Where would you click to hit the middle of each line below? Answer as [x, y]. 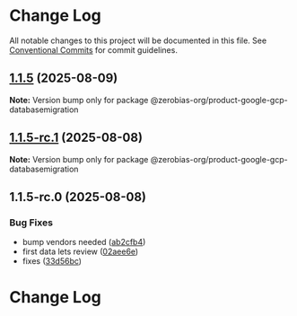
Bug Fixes [31, 223]
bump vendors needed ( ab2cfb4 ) [84, 242]
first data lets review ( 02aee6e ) [80, 251]
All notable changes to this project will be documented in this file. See [138, 40]
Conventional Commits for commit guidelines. [93, 49]
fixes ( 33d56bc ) [52, 261]
